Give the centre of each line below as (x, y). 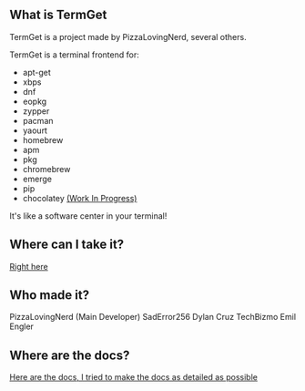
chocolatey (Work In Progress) (80, 198)
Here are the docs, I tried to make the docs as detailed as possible (133, 377)
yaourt (35, 130)
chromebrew (46, 169)
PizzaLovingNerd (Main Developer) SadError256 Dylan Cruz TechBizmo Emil (153, 317)
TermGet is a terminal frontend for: (74, 55)
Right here (29, 266)
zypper (36, 111)
